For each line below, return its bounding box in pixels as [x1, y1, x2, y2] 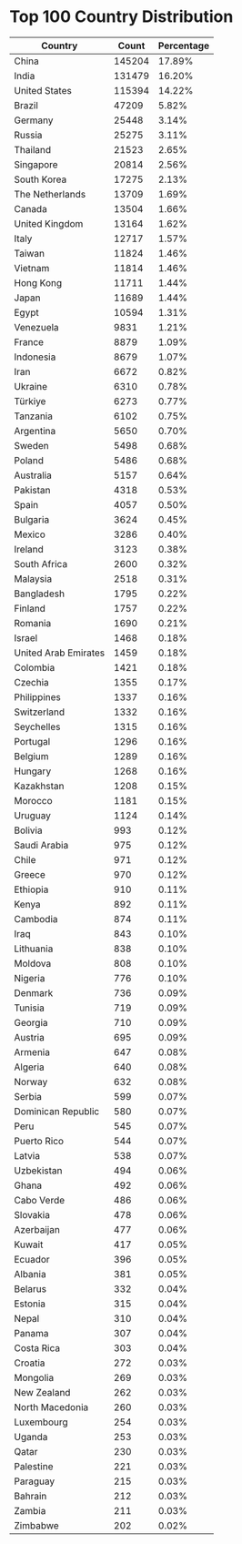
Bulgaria [14, 513, 50, 525]
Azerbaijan [14, 1223, 61, 1235]
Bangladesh [14, 587, 66, 600]
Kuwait [14, 1238, 44, 1251]
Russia [14, 128, 43, 141]
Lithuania [14, 942, 54, 955]
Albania [14, 1267, 47, 1280]
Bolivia [14, 824, 43, 837]
